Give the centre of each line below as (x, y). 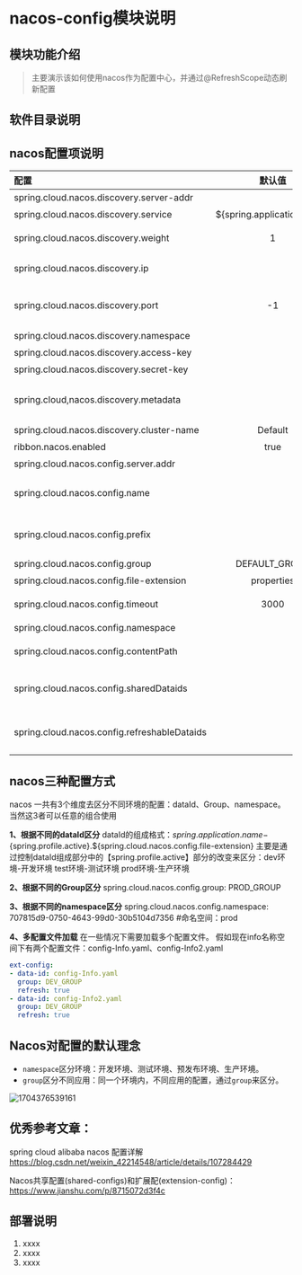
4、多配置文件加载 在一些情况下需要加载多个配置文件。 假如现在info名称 (143, 937)
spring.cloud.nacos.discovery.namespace (102, 336)
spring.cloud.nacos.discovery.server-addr (104, 198)
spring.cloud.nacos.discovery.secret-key (101, 369)
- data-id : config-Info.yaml (64, 973)
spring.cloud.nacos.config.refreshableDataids (110, 732)
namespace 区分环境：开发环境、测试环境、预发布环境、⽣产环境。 (143, 1068)
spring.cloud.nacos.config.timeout (86, 605)
